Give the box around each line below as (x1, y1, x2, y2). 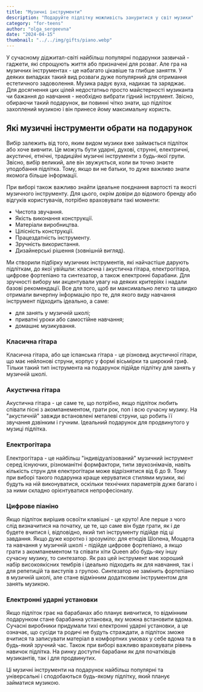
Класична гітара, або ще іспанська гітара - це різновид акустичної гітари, (6, 351, 198, 359)
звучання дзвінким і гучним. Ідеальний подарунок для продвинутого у (6, 419, 190, 426)
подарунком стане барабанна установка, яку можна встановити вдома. (6, 615, 193, 623)
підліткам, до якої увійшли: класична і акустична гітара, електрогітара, (6, 265, 191, 272)
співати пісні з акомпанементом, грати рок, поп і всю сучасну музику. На (6, 406, 198, 413)
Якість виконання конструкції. (15, 214, 93, 222)
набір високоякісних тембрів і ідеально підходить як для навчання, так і (6, 561, 193, 568)
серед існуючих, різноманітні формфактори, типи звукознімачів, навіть (6, 460, 191, 468)
